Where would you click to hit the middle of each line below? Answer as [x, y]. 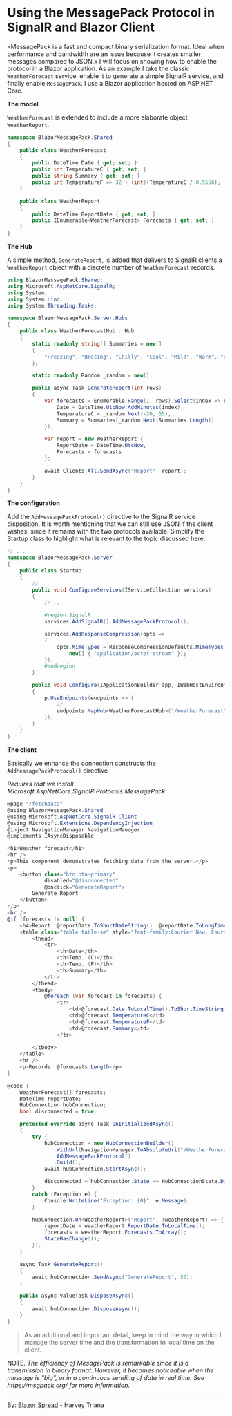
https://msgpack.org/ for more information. [68, 1385]
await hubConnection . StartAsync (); [95, 1169]
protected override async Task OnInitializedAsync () [97, 1124]
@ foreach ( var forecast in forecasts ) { [103, 997]
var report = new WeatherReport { [94, 439]
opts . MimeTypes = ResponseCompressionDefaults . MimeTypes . [142, 647]
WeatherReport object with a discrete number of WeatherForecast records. [111, 267]
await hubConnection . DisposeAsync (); [86, 1309]
